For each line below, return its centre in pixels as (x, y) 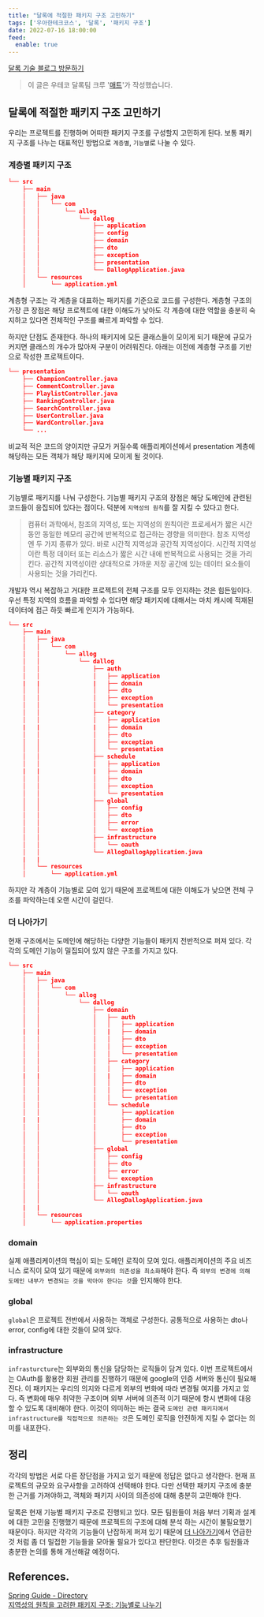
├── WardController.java (63, 423)
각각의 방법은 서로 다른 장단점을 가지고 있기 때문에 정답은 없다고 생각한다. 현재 (128, 1475)
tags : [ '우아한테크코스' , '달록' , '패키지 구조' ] (80, 23)
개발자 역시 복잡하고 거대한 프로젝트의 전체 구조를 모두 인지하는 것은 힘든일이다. (130, 590)
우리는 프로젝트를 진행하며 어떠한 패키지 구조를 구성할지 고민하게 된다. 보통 (123, 133)
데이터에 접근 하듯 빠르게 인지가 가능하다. (71, 610)
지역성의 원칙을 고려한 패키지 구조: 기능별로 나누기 (85, 1605)
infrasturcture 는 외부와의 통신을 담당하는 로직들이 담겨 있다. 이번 (111, 1369)
